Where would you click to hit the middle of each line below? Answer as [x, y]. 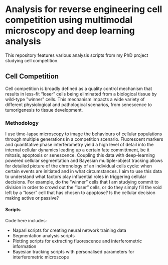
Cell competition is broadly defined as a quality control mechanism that [79, 89]
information [24, 246]
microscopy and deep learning [70, 31]
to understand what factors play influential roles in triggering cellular [76, 176]
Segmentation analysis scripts [44, 236]
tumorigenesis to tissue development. [44, 110]
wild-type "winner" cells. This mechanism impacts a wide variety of [75, 99]
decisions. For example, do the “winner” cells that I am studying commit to [82, 182]
